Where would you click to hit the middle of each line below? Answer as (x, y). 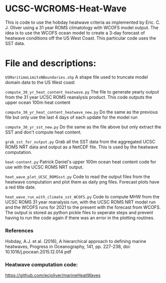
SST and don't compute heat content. (43, 132)
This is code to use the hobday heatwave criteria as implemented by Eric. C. (83, 22)
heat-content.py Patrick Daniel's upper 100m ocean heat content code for (81, 162)
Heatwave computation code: (42, 265)
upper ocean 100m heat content (38, 102)
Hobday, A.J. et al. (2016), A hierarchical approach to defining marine (76, 241)
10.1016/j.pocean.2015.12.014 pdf (38, 252)
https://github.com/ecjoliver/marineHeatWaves (53, 276)
